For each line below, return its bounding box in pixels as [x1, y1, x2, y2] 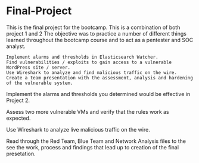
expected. [6, 114, 31, 122]
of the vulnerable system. [6, 80, 73, 86]
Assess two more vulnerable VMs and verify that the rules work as [6, 108, 170, 115]
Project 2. [6, 97, 30, 104]
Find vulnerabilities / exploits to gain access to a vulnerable [6, 59, 172, 65]
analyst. [6, 43, 26, 50]
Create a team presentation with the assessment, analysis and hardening [6, 75, 194, 81]
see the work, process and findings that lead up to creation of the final [6, 143, 179, 151]
